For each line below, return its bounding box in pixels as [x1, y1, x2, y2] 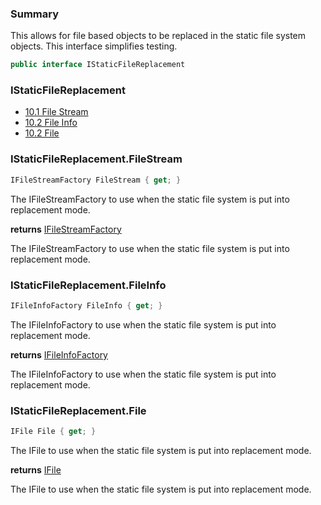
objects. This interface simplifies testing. [10, 40, 178, 52]
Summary [10, 7, 60, 21]
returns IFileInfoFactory [10, 348, 108, 361]
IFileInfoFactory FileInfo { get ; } [10, 300, 163, 311]
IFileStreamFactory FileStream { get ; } [10, 175, 182, 185]
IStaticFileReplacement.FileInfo [10, 278, 167, 292]
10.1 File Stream [24, 106, 89, 118]
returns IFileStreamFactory [10, 223, 122, 235]
